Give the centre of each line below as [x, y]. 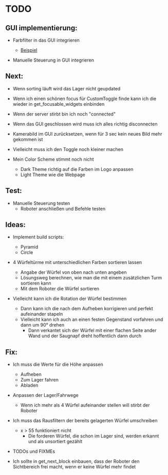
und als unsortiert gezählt [55, 442]
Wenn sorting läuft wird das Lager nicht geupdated [67, 88]
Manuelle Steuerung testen [41, 203]
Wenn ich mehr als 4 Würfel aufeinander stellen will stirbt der [85, 405]
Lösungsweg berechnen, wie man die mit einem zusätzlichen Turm [91, 278]
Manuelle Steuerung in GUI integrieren [53, 60]
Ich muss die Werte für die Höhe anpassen [58, 365]
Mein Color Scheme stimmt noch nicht [53, 159]
